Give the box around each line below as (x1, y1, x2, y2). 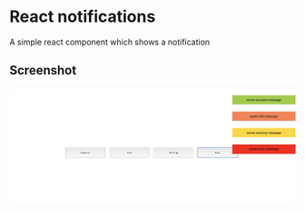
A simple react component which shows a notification (9, 36, 211, 47)
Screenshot (9, 63, 77, 78)
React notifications (9, 6, 156, 27)
